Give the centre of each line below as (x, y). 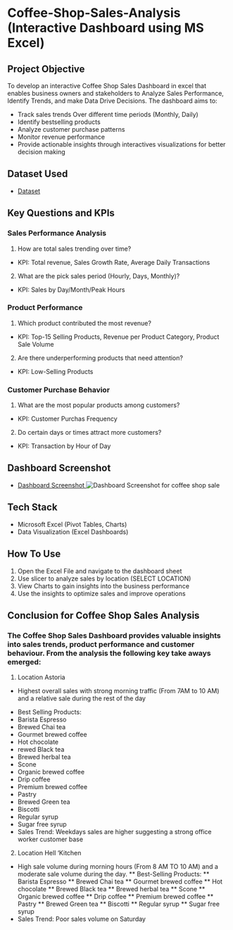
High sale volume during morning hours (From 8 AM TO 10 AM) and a (118, 867)
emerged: (24, 662)
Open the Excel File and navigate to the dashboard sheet (100, 571)
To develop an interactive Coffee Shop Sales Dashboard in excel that (107, 86)
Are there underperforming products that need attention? (100, 358)
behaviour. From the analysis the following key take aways (109, 653)
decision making (41, 152)
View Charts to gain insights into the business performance (103, 585)
